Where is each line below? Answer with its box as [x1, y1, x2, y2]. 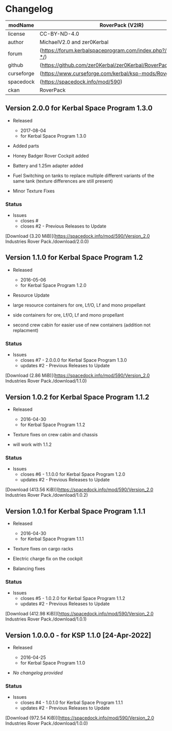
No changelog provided [12, 670, 63, 676]
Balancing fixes [12, 566, 45, 572]
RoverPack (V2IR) [99, 21, 144, 29]
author [8, 38, 24, 46]
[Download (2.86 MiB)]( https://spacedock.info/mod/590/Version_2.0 [5, 372, 150, 379]
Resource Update [12, 292, 50, 298]
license [8, 30, 26, 37]
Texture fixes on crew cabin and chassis [12, 431, 98, 437]
